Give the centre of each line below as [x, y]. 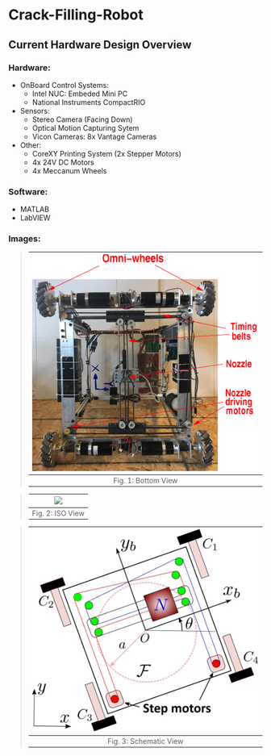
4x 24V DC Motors [63, 162]
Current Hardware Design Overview [100, 45]
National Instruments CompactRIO [89, 102]
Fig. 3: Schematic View [146, 741]
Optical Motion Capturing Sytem [85, 127]
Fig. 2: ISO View [58, 513]
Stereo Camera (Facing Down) [82, 119]
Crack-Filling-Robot [76, 15]
